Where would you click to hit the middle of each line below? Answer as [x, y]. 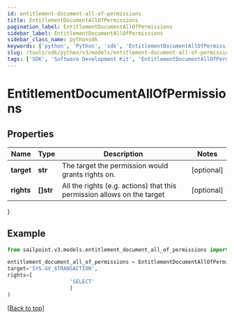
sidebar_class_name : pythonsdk [53, 40]
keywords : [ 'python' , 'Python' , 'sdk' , [65, 46]
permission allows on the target [113, 194]
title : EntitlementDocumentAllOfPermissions [73, 20]
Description [123, 154]
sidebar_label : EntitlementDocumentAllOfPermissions [85, 33]
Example [26, 233]
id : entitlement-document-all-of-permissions [74, 14]
